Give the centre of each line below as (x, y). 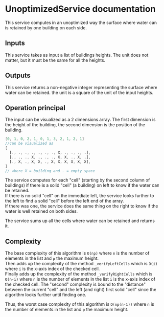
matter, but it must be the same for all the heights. (55, 60)
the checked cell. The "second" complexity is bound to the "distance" (75, 284)
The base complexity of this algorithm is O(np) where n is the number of (77, 253)
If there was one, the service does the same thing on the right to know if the (82, 206)
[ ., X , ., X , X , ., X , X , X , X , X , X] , (50, 162)
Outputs (18, 76)
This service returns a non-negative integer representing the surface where (81, 87)
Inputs (15, 43)
